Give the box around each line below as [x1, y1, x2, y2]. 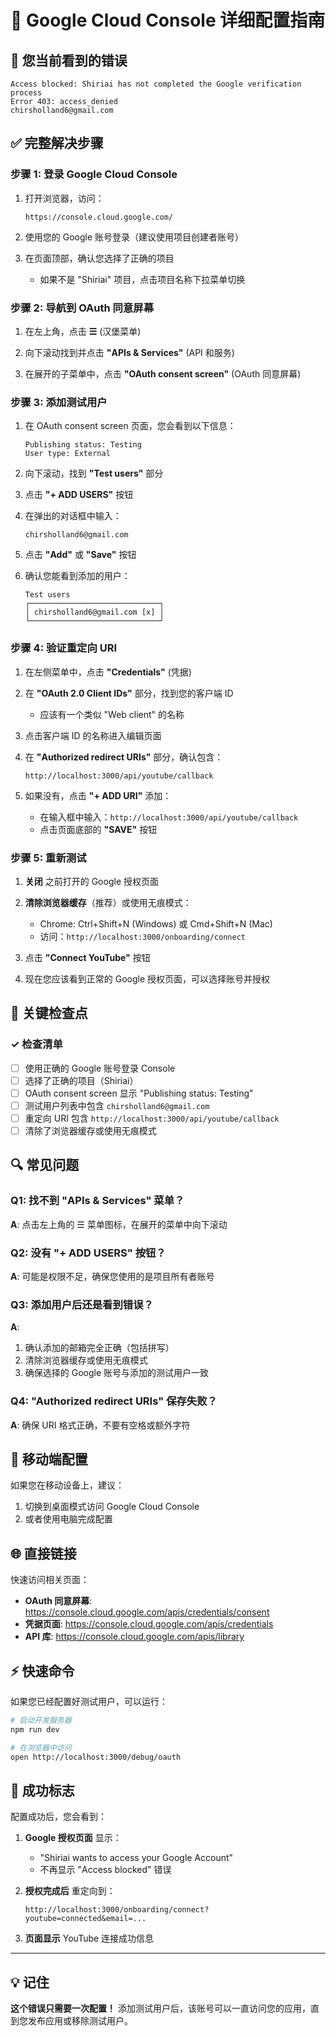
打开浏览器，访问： [24, 192, 105, 204]
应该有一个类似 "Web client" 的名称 [39, 708, 185, 720]
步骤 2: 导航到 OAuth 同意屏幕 [10, 301, 155, 315]
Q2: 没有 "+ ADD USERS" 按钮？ [10, 1246, 167, 1260]
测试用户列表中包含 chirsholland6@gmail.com [24, 1099, 210, 1111]
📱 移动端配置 [10, 1451, 88, 1468]
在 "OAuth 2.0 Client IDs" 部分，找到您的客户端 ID [24, 687, 234, 699]
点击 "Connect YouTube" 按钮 [24, 951, 151, 963]
